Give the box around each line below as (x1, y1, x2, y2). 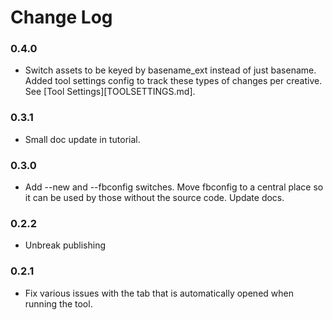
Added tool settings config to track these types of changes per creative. (24, 75, 323, 87)
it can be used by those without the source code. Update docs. (24, 192, 285, 204)
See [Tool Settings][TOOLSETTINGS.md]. (24, 86, 196, 98)
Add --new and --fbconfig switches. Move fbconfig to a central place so (24, 181, 324, 193)
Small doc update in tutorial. (24, 133, 141, 145)
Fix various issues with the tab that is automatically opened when (24, 287, 294, 299)
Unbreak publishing (24, 239, 106, 251)
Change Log (10, 6, 113, 29)
